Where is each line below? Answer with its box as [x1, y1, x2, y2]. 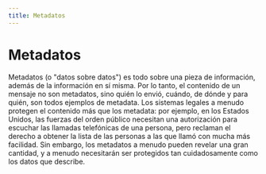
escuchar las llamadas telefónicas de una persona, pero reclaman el [8, 122, 231, 132]
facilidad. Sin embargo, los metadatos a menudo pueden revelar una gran [8, 140, 249, 149]
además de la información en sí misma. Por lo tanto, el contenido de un [8, 80, 241, 90]
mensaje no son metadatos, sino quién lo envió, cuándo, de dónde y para [8, 89, 249, 99]
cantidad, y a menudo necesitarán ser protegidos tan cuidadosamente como [8, 148, 258, 157]
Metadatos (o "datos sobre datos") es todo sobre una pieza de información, [8, 72, 256, 82]
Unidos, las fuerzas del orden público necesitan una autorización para [8, 114, 238, 124]
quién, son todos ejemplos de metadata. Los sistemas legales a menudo [8, 97, 245, 107]
